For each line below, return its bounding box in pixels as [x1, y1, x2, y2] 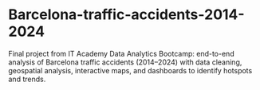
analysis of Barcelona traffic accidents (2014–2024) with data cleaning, [8, 57, 242, 67]
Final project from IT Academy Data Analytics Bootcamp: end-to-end [8, 49, 234, 58]
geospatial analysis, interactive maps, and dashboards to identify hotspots [8, 65, 253, 75]
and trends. [8, 74, 46, 84]
